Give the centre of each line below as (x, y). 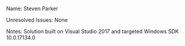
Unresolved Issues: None (37, 20)
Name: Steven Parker (32, 9)
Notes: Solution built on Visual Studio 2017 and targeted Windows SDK (93, 31)
